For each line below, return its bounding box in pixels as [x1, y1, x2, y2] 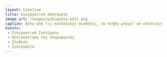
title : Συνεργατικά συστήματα [5, 12, 68, 17]
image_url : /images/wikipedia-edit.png [5, 16, 88, 21]
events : [5, 26, 21, 31]
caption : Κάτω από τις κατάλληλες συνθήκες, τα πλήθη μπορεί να [5, 21, 141, 26]
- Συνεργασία [7, 44, 35, 49]
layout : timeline [5, 7, 41, 12]
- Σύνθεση [7, 40, 28, 45]
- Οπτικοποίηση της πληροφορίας [7, 35, 75, 40]
